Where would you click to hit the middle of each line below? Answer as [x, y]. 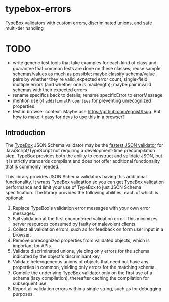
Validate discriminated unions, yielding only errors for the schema [81, 251]
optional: [14, 198]
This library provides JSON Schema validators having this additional [76, 176]
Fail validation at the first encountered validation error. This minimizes [85, 218]
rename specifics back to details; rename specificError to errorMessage [88, 95]
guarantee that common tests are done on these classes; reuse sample [87, 68]
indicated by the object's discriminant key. [57, 256]
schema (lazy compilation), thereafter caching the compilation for [81, 278]
